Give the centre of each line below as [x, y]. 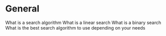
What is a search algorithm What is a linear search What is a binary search [83, 22]
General [22, 9]
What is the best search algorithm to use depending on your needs [75, 27]
